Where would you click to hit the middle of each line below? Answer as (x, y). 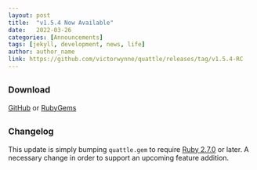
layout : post (29, 15)
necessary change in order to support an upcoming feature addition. (119, 157)
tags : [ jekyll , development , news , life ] (77, 45)
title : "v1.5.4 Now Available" (61, 23)
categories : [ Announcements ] (56, 37)
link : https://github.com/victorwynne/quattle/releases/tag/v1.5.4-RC (126, 60)
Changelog (31, 132)
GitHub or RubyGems (42, 107)
